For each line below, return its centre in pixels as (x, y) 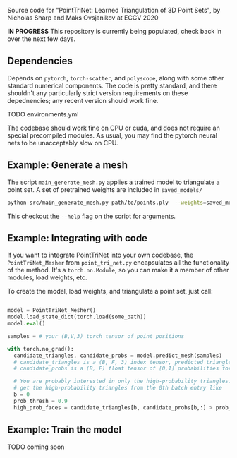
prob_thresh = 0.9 (41, 401)
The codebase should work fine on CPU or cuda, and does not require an (114, 128)
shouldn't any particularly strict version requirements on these (98, 93)
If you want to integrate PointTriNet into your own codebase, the (101, 255)
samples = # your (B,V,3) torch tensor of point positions (96, 336)
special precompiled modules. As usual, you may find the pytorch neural (112, 135)
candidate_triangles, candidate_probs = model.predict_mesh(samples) (118, 356)
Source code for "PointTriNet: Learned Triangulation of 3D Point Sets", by (114, 10)
